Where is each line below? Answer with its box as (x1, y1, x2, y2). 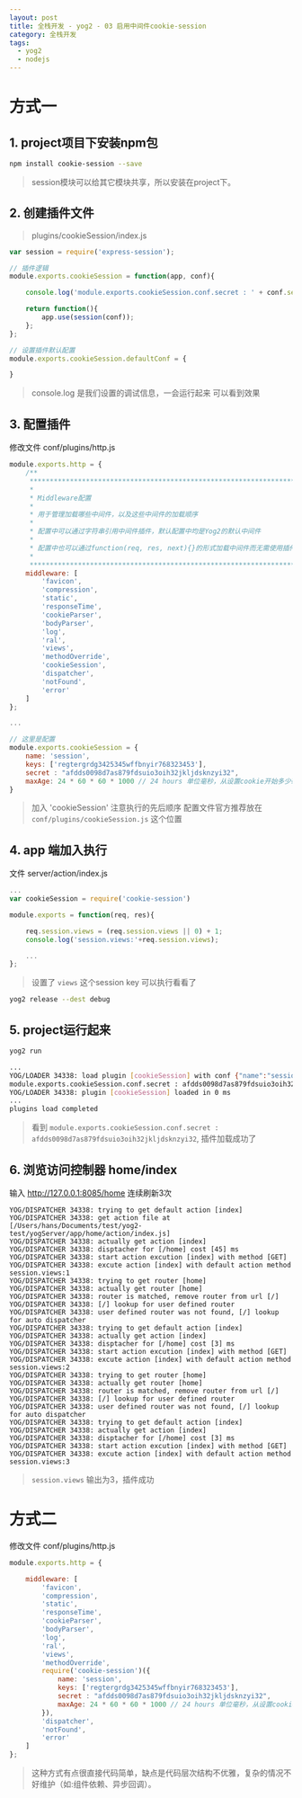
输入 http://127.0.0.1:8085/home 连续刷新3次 (9, 1188, 173, 1198)
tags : (9, 38, 30, 48)
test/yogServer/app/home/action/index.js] (9, 1229, 171, 1238)
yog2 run (9, 1046, 42, 1055)
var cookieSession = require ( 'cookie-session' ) (9, 895, 191, 903)
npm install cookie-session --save (9, 159, 143, 168)
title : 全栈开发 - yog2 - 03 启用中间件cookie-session (9, 22, 207, 31)
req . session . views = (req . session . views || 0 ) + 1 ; (25, 927, 223, 936)
